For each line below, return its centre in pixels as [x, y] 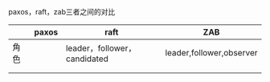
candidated [87, 59]
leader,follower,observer [211, 53]
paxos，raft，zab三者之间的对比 [62, 12]
